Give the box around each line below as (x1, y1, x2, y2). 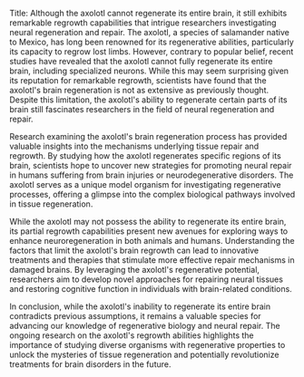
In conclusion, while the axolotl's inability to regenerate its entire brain (9, 301, 270, 312)
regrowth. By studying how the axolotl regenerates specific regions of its (9, 150, 281, 161)
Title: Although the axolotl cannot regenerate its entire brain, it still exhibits (9, 8, 288, 18)
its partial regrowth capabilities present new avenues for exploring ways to (9, 226, 289, 237)
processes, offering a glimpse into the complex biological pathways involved (9, 189, 296, 199)
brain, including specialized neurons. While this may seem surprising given (9, 65, 289, 76)
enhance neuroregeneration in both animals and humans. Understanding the (9, 236, 295, 246)
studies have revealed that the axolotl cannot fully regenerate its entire (9, 56, 273, 66)
